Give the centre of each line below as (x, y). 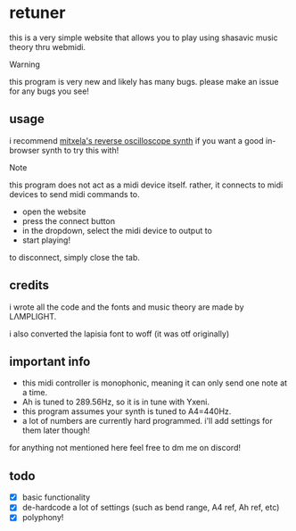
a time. (35, 393)
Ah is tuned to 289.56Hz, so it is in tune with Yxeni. (115, 402)
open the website (54, 212)
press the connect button (69, 220)
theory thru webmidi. (48, 46)
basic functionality (56, 497)
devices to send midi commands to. (74, 194)
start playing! (46, 240)
